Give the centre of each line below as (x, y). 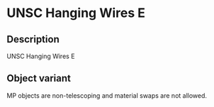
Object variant (39, 78)
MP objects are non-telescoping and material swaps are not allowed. (107, 95)
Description (33, 39)
